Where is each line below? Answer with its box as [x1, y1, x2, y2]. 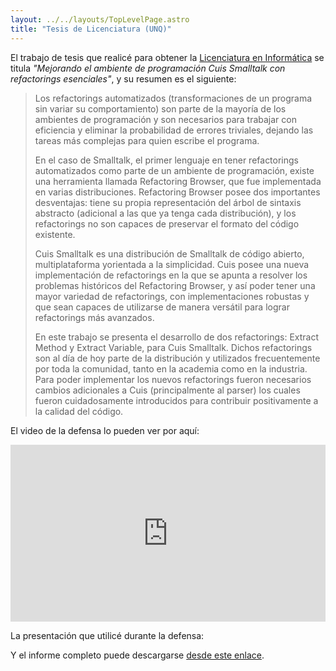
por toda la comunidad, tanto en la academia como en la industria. [34, 362, 308, 375]
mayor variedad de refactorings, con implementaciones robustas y [34, 290, 310, 302]
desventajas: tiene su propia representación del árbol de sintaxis [34, 196, 302, 208]
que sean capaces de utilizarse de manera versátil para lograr [34, 301, 290, 313]
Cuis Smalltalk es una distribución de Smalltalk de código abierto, [34, 247, 305, 260]
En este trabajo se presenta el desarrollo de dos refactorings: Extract [34, 331, 320, 343]
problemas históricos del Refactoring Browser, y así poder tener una [34, 279, 316, 291]
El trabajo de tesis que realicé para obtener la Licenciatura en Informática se [10, 51, 325, 63]
